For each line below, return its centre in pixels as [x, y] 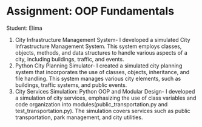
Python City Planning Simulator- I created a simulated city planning [99, 66]
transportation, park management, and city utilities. [79, 117]
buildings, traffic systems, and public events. [71, 85]
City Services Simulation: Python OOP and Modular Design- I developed [105, 91]
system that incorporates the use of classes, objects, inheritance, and [102, 72]
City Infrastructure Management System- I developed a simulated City [103, 39]
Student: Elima [24, 28]
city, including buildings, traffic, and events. [69, 59]
